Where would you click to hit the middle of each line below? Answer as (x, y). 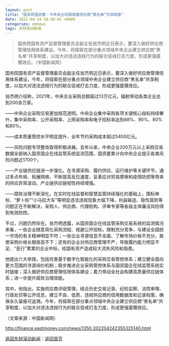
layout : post (19, 10)
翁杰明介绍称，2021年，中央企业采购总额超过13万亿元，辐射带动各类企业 (81, 97)
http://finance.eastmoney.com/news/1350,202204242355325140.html (78, 328)
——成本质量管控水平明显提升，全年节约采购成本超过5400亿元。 (72, 137)
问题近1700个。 (25, 160)
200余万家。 (23, 103)
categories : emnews (26, 24)
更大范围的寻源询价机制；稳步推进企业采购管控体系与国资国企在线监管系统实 (84, 266)
